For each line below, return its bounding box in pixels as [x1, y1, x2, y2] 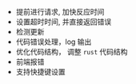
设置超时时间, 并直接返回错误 [15, 17, 112, 26]
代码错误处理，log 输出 [15, 37, 92, 46]
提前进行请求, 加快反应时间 [15, 7, 105, 16]
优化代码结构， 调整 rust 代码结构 [15, 47, 128, 56]
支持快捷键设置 [15, 67, 66, 76]
